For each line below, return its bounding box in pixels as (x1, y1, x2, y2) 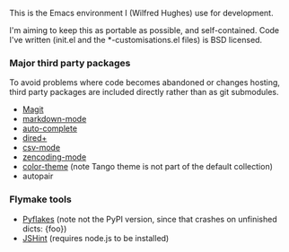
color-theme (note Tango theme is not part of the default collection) (22, 161, 274, 172)
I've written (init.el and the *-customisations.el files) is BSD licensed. (9, 35, 263, 45)
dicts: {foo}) (22, 223, 67, 234)
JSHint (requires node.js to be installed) (22, 232, 170, 243)
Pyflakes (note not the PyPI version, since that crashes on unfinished (22, 213, 277, 224)
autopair (22, 170, 54, 182)
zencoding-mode (22, 152, 87, 162)
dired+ (22, 133, 48, 143)
